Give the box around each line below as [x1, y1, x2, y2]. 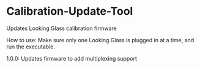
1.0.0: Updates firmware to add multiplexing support [6, 55, 138, 62]
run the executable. [6, 43, 55, 50]
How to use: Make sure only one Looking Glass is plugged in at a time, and [6, 36, 194, 43]
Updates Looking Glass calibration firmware [6, 25, 117, 32]
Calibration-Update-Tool [6, 4, 133, 18]
